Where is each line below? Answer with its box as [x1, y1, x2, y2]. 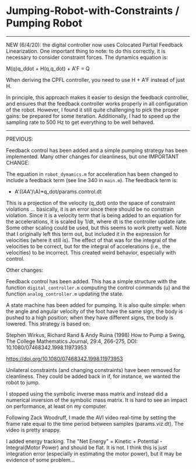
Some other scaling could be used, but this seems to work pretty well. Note [6, 224, 187, 231]
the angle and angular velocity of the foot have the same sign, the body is [6, 308, 183, 315]
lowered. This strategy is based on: [6, 320, 90, 327]
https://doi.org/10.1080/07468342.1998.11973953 [6, 355, 124, 362]
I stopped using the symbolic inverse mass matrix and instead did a [6, 390, 168, 397]
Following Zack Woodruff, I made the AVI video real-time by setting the [6, 414, 176, 421]
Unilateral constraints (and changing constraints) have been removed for [6, 366, 181, 373]
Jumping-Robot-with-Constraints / [6, 4, 180, 18]
